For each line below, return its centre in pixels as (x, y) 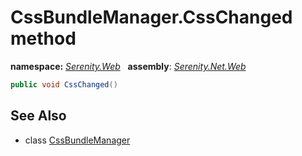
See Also (38, 116)
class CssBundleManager (77, 140)
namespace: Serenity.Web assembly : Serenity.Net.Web (128, 66)
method (43, 38)
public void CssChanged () (64, 84)
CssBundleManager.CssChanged (151, 17)
